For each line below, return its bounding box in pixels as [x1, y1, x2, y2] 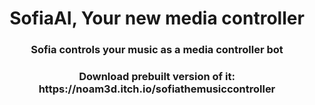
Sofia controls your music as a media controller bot [30, 43, 284, 57]
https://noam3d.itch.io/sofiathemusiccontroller [38, 82, 276, 96]
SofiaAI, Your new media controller [9, 7, 305, 30]
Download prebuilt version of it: [78, 70, 236, 84]
